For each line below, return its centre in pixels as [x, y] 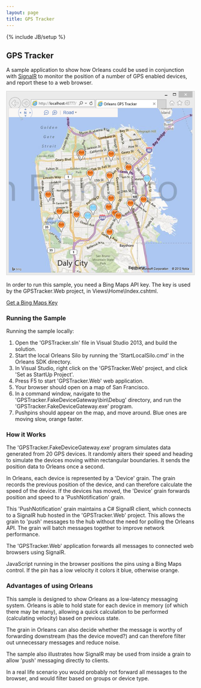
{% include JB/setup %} [36, 37]
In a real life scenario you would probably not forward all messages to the [97, 672]
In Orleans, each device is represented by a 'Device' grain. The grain [91, 478]
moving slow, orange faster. [49, 419]
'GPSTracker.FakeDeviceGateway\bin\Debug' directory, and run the [98, 400]
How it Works [26, 435]
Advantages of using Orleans [50, 586]
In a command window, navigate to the [63, 394]
